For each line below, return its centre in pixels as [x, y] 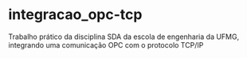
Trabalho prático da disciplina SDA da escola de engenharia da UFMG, [124, 37]
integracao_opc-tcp [75, 15]
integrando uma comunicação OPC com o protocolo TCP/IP [106, 44]
